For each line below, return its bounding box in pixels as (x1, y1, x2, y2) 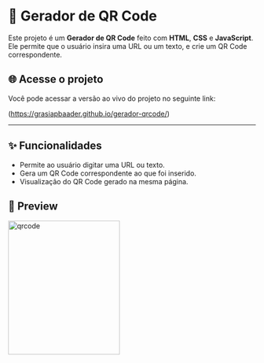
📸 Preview (8, 199, 58, 213)
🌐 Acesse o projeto (8, 72, 104, 86)
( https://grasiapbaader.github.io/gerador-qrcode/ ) (8, 109, 170, 118)
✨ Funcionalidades (8, 139, 102, 153)
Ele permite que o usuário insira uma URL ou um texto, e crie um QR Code (8, 41, 247, 50)
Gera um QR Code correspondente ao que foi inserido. (19, 169, 196, 178)
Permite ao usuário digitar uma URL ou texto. (19, 160, 165, 169)
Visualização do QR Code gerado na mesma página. (19, 176, 189, 186)
